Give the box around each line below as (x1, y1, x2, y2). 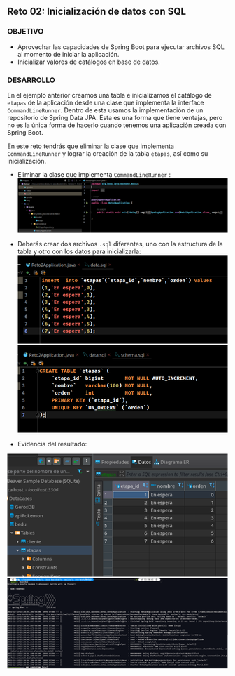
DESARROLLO (7, 75, 56, 85)
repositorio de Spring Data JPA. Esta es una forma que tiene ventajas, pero (7, 113, 223, 121)
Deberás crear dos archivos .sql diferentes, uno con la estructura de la (17, 239, 223, 248)
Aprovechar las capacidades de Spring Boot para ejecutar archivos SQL (17, 42, 225, 51)
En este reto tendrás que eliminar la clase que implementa (7, 142, 175, 150)
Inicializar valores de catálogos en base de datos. (17, 58, 161, 66)
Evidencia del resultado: (17, 439, 87, 448)
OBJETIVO (7, 27, 44, 37)
